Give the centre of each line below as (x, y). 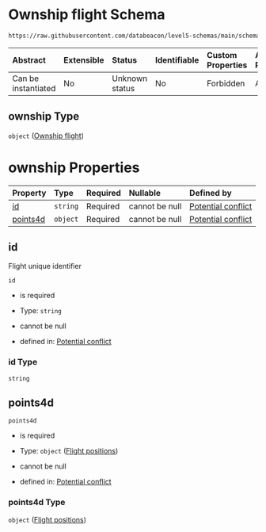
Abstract (29, 59)
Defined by (211, 193)
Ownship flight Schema (87, 15)
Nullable (144, 193)
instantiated (34, 88)
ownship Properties (74, 167)
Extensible (84, 59)
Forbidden (226, 83)
